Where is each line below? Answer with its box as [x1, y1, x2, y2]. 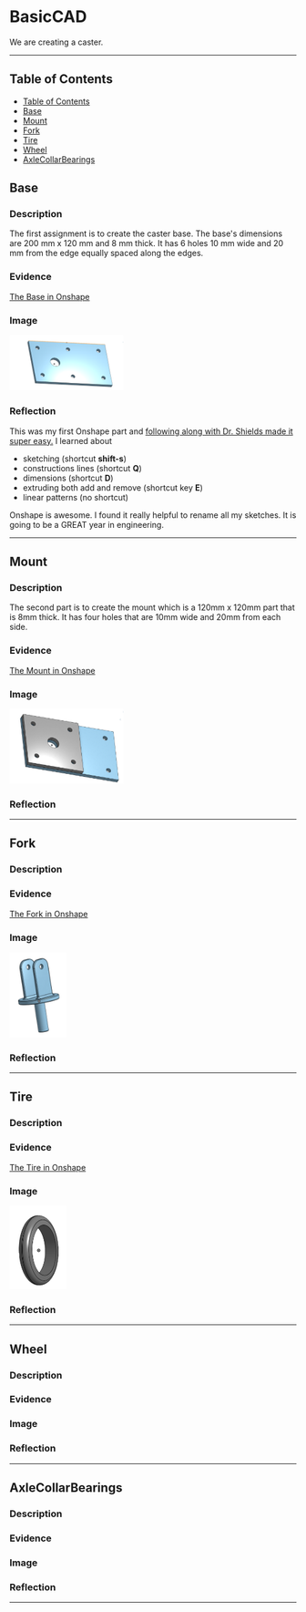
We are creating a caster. [9, 36, 104, 47]
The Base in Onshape [9, 291, 90, 302]
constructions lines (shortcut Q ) [22, 462, 143, 473]
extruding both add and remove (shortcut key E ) [22, 481, 203, 493]
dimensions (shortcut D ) [22, 472, 114, 483]
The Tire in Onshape [9, 1162, 87, 1173]
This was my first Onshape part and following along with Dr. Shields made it [9, 426, 293, 437]
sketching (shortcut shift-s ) [22, 453, 127, 464]
